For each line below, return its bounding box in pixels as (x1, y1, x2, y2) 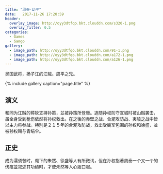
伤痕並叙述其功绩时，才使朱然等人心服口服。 (5, 164, 95, 170)
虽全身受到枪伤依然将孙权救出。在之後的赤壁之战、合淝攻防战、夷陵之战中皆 (5, 116, 158, 122)
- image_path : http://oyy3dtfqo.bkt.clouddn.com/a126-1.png (9, 57, 133, 62)
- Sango (9, 39, 25, 44)
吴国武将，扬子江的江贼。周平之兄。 (5, 71, 78, 77)
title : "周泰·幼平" (5, 7, 42, 12)
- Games (9, 35, 25, 39)
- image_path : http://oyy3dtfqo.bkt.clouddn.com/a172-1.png (9, 52, 133, 58)
